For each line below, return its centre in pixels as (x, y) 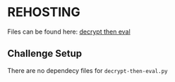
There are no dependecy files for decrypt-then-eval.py (87, 70)
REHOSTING (44, 12)
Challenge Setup (45, 54)
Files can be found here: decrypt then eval (69, 32)
